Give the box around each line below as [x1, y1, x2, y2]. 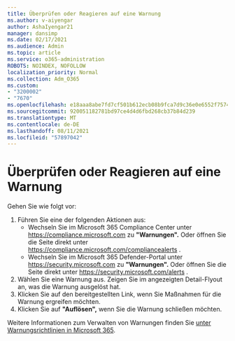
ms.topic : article [7, 50, 61, 57]
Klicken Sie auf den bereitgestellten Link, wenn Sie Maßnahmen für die [17, 290, 222, 298]
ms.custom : [7, 82, 39, 89]
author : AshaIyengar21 [7, 23, 73, 30]
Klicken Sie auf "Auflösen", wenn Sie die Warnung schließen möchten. [17, 305, 222, 314]
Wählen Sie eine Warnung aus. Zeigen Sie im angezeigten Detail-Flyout [17, 275, 222, 284]
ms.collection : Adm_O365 [7, 75, 80, 83]
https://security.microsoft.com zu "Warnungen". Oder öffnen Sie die [27, 260, 227, 269]
